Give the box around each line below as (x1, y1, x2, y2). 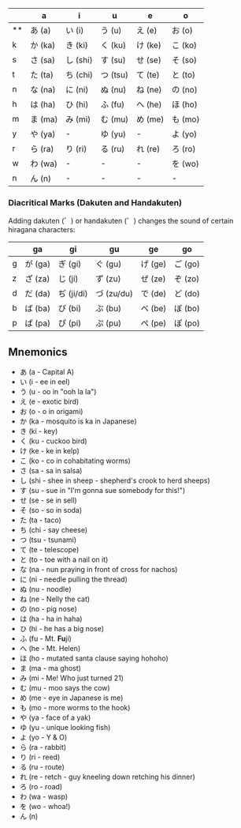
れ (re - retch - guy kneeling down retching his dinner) (19, 772, 195, 781)
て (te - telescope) (19, 545, 80, 555)
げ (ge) (140, 258, 167, 269)
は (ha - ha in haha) (19, 614, 83, 623)
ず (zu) (95, 273, 121, 284)
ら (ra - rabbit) (19, 743, 67, 752)
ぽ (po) (174, 318, 201, 329)
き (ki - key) (19, 427, 58, 436)
